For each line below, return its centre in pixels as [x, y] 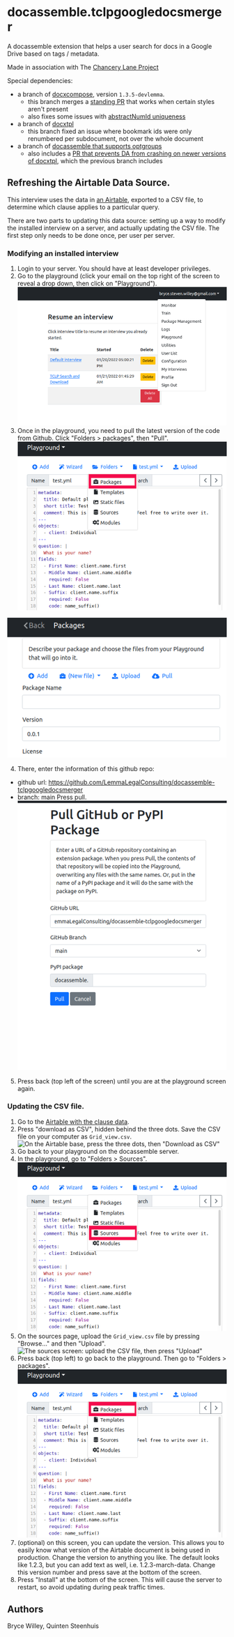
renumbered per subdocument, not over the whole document [116, 138]
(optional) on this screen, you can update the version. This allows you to [121, 1543]
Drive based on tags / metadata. [53, 54]
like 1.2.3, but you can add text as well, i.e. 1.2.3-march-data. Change [116, 1565]
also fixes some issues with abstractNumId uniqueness [107, 116]
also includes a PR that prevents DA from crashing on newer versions [127, 153]
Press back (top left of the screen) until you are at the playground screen [122, 1081]
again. [26, 1088]
